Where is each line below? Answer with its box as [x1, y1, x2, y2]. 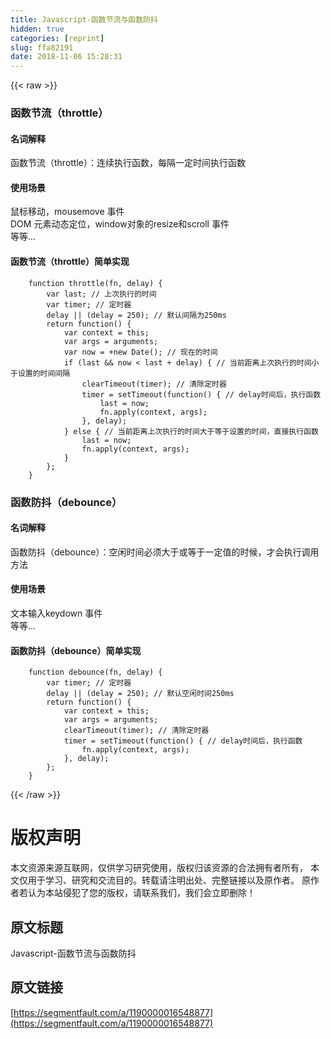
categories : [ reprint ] [10, 33, 105, 43]
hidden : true [10, 24, 65, 34]
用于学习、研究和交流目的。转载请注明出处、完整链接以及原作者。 [27, 874, 300, 886]
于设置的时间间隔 [10, 368, 71, 378]
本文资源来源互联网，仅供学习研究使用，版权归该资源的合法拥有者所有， [10, 862, 308, 874]
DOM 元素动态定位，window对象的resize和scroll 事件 [10, 218, 230, 230]
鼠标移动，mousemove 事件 [10, 206, 125, 218]
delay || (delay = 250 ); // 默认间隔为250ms [46, 310, 227, 320]
